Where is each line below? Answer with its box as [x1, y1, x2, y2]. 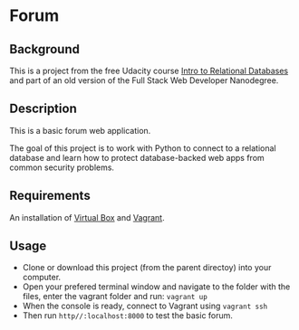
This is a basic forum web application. [9, 125, 151, 136]
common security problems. [9, 162, 115, 173]
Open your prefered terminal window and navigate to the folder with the [22, 281, 291, 292]
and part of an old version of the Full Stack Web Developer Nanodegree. [9, 75, 279, 86]
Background [9, 42, 80, 57]
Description [9, 101, 77, 117]
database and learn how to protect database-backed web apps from [9, 152, 265, 163]
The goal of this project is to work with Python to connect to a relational [9, 142, 276, 154]
